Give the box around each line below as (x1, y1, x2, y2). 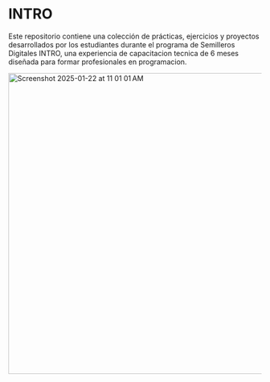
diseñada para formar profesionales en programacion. (8, 57, 187, 67)
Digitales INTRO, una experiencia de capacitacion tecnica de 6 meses (8, 48, 239, 58)
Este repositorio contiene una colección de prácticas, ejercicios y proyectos (8, 31, 260, 41)
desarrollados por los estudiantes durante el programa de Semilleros (8, 39, 235, 49)
